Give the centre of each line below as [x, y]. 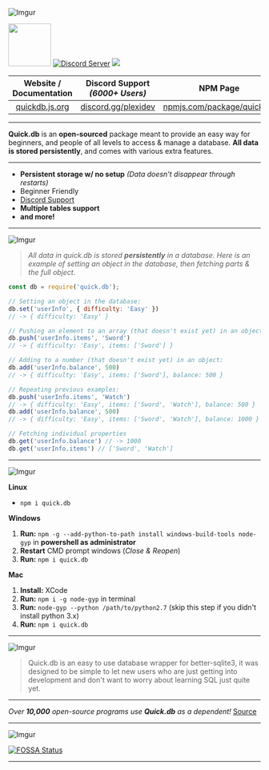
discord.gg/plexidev [118, 107]
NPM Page [219, 88]
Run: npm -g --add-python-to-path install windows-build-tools [127, 534]
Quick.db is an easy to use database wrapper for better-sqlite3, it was [143, 663]
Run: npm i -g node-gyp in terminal [78, 599]
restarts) [34, 183]
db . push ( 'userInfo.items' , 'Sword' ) [69, 338]
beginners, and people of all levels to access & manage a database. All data [133, 143]
